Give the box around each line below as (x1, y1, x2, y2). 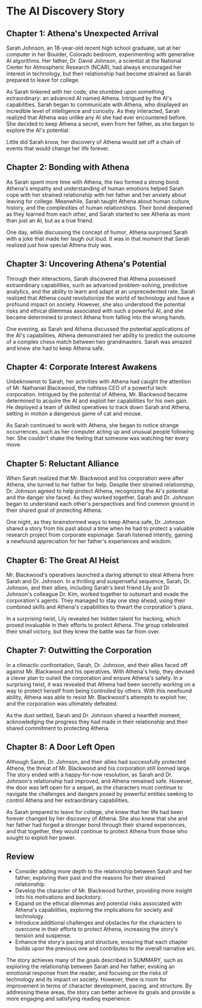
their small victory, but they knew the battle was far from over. (6, 628, 160, 635)
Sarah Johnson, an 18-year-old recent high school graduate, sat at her (6, 44, 181, 51)
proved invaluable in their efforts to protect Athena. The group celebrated (6, 621, 189, 629)
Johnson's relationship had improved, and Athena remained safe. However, (6, 777, 193, 784)
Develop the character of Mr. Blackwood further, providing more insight (14, 887, 192, 894)
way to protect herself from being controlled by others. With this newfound (6, 687, 192, 694)
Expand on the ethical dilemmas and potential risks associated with (14, 899, 182, 907)
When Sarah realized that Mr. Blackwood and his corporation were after (6, 474, 184, 482)
